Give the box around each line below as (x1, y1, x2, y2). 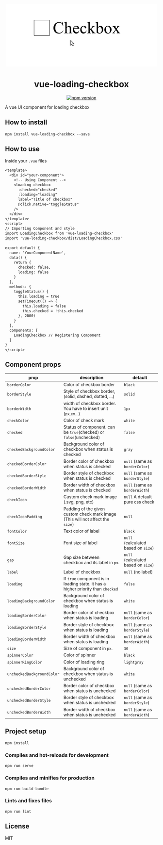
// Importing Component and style (5, 226, 75, 231)
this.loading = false (22, 304, 66, 309)
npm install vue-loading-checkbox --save (5, 131, 90, 137)
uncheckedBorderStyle (7, 698, 51, 703)
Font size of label (63, 540, 98, 546)
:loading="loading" (17, 192, 57, 197)
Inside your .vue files (5, 158, 47, 163)
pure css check (123, 499, 155, 505)
